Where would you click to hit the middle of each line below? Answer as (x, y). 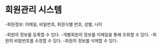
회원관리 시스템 (33, 10)
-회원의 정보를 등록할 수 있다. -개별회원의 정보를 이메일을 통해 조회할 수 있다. (77, 34)
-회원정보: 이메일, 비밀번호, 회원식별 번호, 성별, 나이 (54, 24)
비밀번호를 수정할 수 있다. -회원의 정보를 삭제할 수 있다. (66, 40)
